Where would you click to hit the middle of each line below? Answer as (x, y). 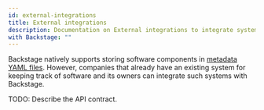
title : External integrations (58, 23)
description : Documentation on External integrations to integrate (121, 30)
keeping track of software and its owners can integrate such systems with (128, 76)
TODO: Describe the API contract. (63, 99)
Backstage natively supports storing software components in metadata (123, 59)
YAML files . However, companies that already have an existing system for (127, 68)
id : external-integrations (52, 15)
